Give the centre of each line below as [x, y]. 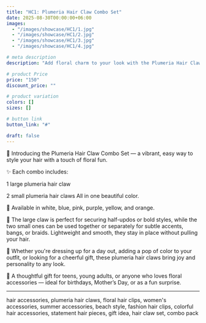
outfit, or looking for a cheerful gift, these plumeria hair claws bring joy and [101, 257]
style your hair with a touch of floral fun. [57, 159]
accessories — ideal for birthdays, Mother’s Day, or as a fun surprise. [94, 282]
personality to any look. [36, 264]
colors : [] [20, 102]
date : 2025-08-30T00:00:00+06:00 [49, 18]
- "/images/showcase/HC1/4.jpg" [53, 47]
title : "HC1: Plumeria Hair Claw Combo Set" [64, 12]
